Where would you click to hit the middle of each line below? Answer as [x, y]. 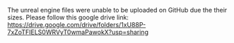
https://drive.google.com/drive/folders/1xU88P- [77, 25]
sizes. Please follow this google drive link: [68, 17]
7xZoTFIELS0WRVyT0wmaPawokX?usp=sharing [78, 32]
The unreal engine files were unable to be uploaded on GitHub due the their [117, 10]
